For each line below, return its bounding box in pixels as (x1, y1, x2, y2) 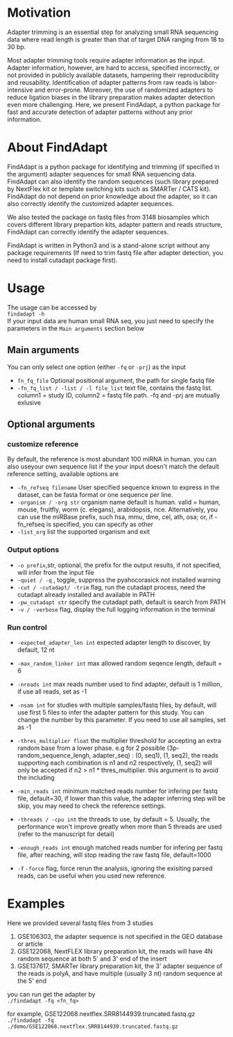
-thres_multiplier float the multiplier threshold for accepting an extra (17, 736, 222, 744)
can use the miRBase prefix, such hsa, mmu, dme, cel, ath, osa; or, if (17, 513, 214, 521)
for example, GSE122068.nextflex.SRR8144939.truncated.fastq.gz (7, 1009, 196, 1018)
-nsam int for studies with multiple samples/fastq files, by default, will (17, 701, 217, 709)
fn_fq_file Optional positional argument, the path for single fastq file (17, 376, 215, 384)
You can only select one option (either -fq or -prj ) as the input (7, 363, 186, 371)
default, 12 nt (17, 645, 55, 654)
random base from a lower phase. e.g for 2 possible (17, 744, 166, 752)
